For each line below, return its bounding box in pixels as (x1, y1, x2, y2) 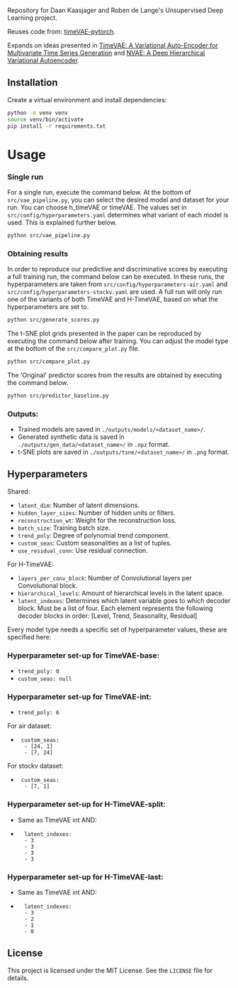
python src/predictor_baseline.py (7, 392, 110, 399)
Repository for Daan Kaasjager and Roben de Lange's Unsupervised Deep (7, 6, 224, 14)
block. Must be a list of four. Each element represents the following (17, 604, 213, 612)
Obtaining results (7, 249, 69, 259)
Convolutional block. (17, 581, 78, 590)
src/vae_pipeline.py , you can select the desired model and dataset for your (7, 195, 229, 204)
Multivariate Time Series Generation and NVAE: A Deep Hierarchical (7, 49, 205, 57)
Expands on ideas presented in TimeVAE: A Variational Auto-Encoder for (7, 41, 218, 49)
